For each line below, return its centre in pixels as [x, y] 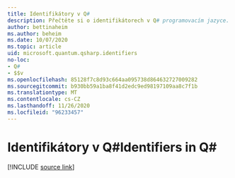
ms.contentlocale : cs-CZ [44, 100]
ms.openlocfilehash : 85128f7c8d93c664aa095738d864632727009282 [103, 79]
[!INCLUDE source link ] [41, 167]
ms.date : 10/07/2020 [38, 40]
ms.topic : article [34, 47]
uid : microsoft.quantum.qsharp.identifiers [73, 54]
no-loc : [19, 60]
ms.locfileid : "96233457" [45, 112]
